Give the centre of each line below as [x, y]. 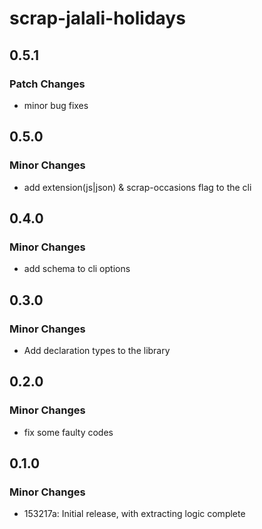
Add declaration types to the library [97, 350]
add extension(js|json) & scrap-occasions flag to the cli [137, 187]
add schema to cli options [77, 269]
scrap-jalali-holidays [97, 18]
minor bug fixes [56, 105]
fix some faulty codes [68, 432]
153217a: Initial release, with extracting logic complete [134, 514]
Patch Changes [47, 84]
